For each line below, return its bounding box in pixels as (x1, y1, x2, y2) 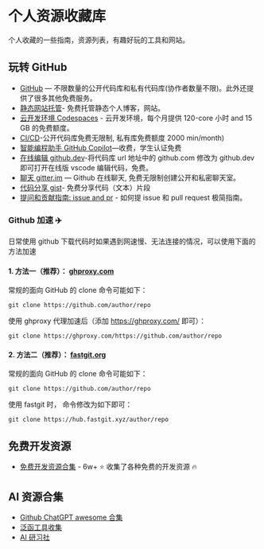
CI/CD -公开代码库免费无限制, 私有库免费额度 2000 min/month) (19, 133, 225, 142)
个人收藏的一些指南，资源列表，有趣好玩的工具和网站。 (8, 35, 189, 45)
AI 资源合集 (8, 490, 64, 504)
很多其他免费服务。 (33, 93, 97, 103)
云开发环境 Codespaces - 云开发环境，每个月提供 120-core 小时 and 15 (19, 113, 253, 123)
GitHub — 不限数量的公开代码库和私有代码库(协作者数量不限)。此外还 (19, 83, 247, 92)
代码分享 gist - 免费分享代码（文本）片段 (19, 182, 151, 192)
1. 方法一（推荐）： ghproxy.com (8, 266, 115, 275)
